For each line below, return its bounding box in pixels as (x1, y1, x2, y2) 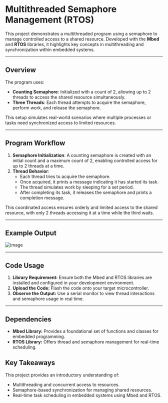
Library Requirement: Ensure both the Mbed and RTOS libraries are (12, 274, 152, 280)
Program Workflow (5, 139, 65, 147)
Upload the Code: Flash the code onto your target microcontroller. (12, 285, 149, 291)
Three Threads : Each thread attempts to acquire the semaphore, (12, 99, 146, 105)
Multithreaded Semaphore (5, 3, 117, 15)
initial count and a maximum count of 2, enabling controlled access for (12, 157, 158, 163)
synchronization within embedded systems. (5, 46, 95, 52)
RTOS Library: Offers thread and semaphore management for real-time (12, 339, 159, 344)
